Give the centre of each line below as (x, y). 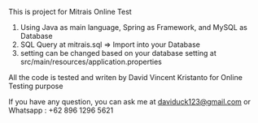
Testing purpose (36, 86)
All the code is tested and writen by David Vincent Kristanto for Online (125, 77)
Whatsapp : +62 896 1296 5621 (61, 110)
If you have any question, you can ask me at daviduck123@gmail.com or (129, 102)
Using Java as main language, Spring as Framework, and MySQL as (134, 27)
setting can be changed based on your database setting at (118, 53)
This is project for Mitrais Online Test (70, 12)
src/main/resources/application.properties (91, 61)
